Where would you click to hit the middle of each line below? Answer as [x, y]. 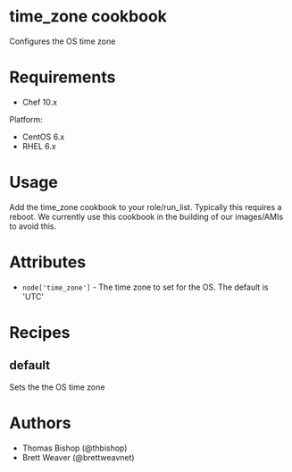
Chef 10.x [40, 102]
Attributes [48, 262]
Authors [40, 423]
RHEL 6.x [39, 146]
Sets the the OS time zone [57, 387]
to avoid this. [33, 226]
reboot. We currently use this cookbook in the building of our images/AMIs [146, 216]
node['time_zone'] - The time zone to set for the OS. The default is [145, 287]
